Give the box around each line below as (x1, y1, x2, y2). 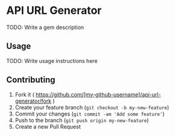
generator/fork (14, 97, 52, 105)
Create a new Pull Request (14, 123, 81, 130)
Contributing (6, 75, 56, 85)
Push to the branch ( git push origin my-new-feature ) (14, 116, 149, 124)
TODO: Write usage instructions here (6, 57, 98, 64)
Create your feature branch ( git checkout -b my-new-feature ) (14, 103, 170, 111)
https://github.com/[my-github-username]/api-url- (35, 91, 161, 98)
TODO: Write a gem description (6, 24, 84, 31)
